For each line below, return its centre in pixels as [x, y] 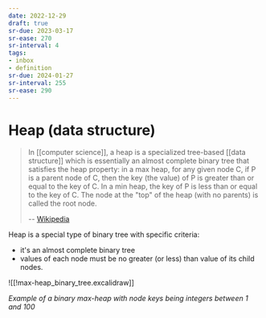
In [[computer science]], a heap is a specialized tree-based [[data [137, 153]
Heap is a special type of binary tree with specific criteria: [104, 234]
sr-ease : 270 [30, 38]
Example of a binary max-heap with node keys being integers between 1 [129, 299]
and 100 [22, 307]
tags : [17, 53]
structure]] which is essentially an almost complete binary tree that [139, 161]
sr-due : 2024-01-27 [41, 75]
